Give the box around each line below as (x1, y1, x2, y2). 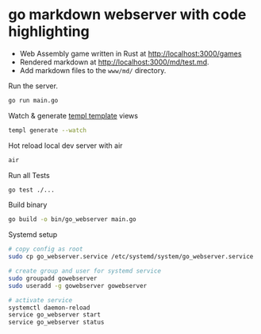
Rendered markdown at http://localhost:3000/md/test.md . (19, 57, 209, 67)
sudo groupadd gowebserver (8, 274, 98, 282)
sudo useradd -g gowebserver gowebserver (8, 282, 148, 289)
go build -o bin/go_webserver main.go (8, 216, 136, 223)
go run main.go (8, 96, 59, 104)
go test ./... (8, 185, 56, 194)
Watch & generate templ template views (8, 111, 139, 120)
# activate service (8, 296, 73, 304)
